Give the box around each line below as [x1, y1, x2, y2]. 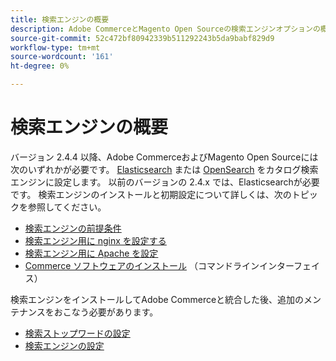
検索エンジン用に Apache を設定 [24, 247, 159, 259]
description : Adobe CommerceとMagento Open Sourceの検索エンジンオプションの [10, 24, 321, 34]
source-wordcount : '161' [10, 52, 114, 62]
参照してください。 [27, 201, 107, 213]
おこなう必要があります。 [53, 306, 159, 318]
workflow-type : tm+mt [10, 42, 101, 53]
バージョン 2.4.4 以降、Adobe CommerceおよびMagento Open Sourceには [10, 151, 319, 163]
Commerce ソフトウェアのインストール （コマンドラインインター [24, 259, 295, 271]
